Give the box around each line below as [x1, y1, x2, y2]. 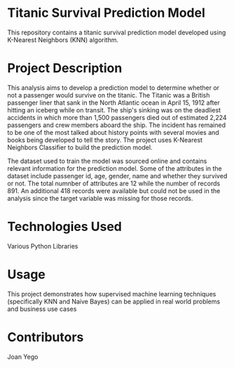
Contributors [7, 329, 84, 345]
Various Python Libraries [7, 242, 78, 250]
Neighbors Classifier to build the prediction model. [7, 143, 153, 152]
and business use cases [7, 304, 77, 313]
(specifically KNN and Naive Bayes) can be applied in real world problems [7, 297, 221, 305]
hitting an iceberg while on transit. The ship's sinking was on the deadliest [7, 105, 221, 114]
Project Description [7, 60, 123, 77]
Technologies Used [7, 219, 123, 235]
